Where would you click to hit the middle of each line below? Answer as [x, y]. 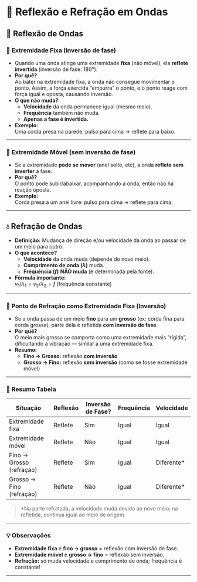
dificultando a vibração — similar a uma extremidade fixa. [84, 344]
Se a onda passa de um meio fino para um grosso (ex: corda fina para [99, 319]
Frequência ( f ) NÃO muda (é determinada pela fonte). [89, 271]
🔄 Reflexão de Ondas [45, 34]
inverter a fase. [33, 171]
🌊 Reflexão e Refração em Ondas [87, 12]
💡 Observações [28, 536]
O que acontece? [36, 253]
